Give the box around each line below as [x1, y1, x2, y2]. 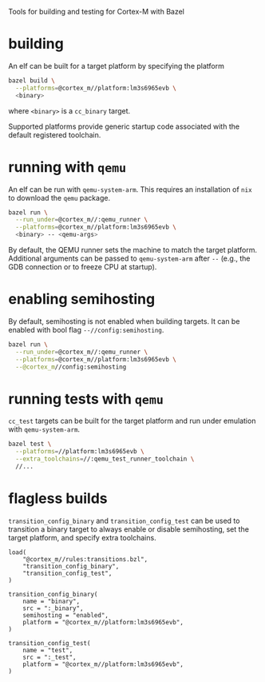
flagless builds [8, 489, 108, 508]
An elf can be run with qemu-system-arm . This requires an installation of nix [8, 184, 253, 194]
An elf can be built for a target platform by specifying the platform [8, 61, 225, 70]
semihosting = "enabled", [22, 611, 109, 619]
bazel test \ [8, 440, 52, 449]
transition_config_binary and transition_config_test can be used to [8, 516, 240, 525]
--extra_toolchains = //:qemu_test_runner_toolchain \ [15, 455, 195, 463]
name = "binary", [22, 597, 81, 605]
